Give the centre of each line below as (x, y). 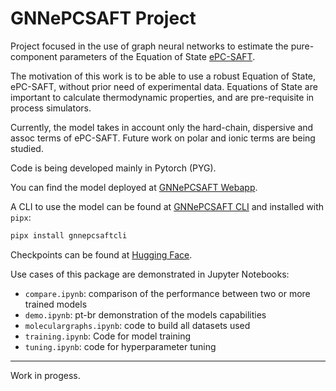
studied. (27, 148)
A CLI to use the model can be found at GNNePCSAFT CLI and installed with (167, 206)
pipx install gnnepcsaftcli (69, 235)
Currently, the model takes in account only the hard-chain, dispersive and (162, 127)
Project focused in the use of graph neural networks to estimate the (149, 46)
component (34, 56)
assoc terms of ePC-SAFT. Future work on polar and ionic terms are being (163, 138)
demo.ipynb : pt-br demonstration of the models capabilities (145, 314)
